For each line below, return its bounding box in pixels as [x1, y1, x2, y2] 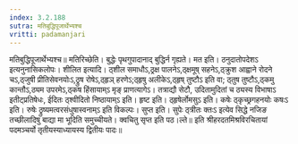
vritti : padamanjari [9, 30, 87, 38]
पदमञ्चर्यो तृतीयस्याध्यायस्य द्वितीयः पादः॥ [9, 124, 123, 135]
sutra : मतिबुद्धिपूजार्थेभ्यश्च [9, 21, 82, 30]
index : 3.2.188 [9, 13, 66, 22]
